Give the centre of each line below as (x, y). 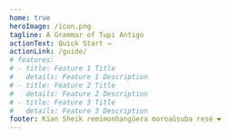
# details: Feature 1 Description (79, 77)
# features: (32, 60)
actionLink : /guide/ (49, 52)
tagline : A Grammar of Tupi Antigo (77, 34)
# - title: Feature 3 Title (63, 102)
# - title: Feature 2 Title (63, 85)
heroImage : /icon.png (50, 26)
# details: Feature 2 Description (79, 94)
